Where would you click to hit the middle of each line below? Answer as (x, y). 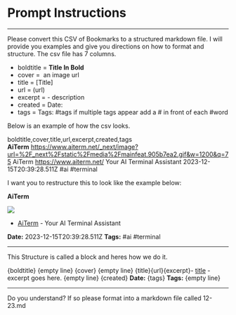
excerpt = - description (51, 97)
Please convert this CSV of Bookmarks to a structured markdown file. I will (115, 39)
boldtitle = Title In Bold (51, 67)
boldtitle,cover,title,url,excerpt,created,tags (70, 139)
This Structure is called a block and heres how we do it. (87, 257)
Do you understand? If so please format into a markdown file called (104, 298)
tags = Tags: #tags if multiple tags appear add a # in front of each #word (123, 112)
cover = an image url (48, 74)
